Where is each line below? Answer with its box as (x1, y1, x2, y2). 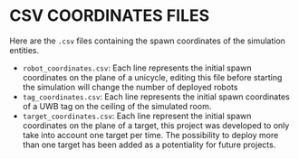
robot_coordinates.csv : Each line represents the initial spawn (22, 62, 252, 73)
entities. (9, 44, 39, 55)
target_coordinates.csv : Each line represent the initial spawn (22, 110, 252, 121)
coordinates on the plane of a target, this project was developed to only (22, 119, 290, 131)
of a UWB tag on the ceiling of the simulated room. (22, 100, 212, 111)
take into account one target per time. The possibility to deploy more (22, 129, 279, 140)
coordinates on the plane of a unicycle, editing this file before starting (22, 71, 283, 82)
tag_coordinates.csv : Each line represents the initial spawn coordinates (22, 91, 290, 102)
